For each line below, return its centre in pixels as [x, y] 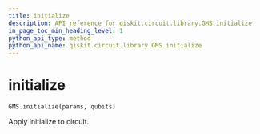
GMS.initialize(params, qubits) [62, 107]
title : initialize [39, 16]
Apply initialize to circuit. [49, 122]
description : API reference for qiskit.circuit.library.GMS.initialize [130, 23]
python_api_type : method [50, 38]
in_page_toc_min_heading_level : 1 [66, 30]
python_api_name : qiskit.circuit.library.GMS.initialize [105, 46]
